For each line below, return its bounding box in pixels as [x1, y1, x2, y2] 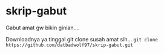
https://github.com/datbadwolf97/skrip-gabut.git [5, 42, 134, 48]
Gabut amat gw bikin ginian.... [5, 24, 80, 31]
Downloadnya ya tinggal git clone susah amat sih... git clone [5, 35, 159, 43]
